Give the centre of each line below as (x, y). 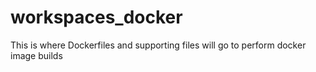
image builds (36, 55)
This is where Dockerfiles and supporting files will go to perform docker (158, 45)
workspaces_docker (96, 17)
